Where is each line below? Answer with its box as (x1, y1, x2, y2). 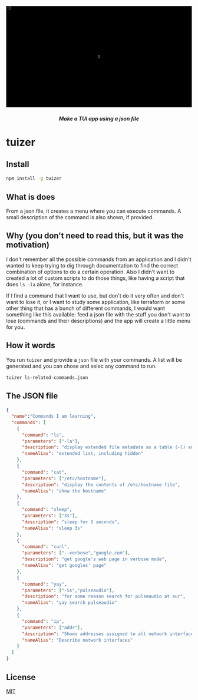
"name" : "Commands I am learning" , (11, 414, 96, 420)
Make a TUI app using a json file (58, 115, 140, 123)
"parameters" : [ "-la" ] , (21, 438, 81, 444)
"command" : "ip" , (21, 618, 65, 624)
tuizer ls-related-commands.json (6, 374, 88, 381)
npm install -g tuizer (6, 176, 62, 181)
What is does (6, 191, 55, 202)
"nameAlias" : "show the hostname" (21, 488, 107, 494)
